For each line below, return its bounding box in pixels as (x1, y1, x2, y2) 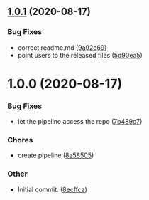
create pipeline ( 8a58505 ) (17, 151, 94, 159)
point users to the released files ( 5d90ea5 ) (17, 51, 143, 59)
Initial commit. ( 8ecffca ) (17, 185, 87, 194)
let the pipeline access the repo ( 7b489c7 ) (17, 117, 143, 126)
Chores (7, 135, 33, 145)
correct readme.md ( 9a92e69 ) (17, 43, 107, 52)
